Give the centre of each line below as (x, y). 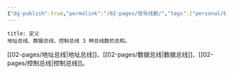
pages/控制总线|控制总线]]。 (48, 63)
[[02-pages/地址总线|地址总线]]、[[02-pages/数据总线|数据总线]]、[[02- (110, 54)
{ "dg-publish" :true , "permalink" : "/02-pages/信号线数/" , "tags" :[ (100, 13)
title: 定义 (23, 34)
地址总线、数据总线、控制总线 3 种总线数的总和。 (69, 41)
